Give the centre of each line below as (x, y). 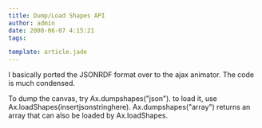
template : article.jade (48, 52)
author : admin (32, 23)
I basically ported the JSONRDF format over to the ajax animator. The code (131, 75)
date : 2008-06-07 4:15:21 (51, 30)
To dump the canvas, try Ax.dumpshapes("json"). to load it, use (113, 99)
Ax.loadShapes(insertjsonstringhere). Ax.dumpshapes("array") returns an (129, 107)
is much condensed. (42, 83)
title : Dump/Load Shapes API (57, 16)
